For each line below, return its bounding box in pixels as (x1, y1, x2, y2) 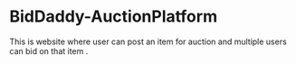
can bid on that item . (9, 45, 89, 56)
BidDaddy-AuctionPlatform (9, 6, 218, 27)
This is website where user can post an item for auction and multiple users (9, 36, 287, 47)
